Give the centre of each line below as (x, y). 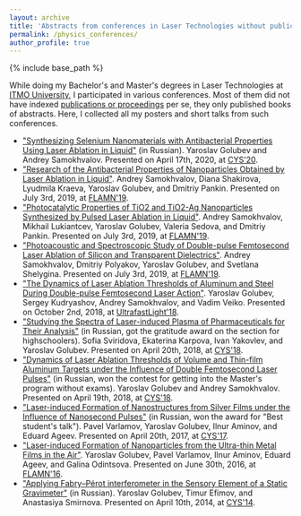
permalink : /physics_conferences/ (74, 34)
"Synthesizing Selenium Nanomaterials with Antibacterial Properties (147, 141)
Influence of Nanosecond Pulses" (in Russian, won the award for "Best (153, 417)
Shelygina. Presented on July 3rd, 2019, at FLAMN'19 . (121, 274)
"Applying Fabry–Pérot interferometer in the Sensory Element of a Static (155, 484)
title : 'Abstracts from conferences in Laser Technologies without (138, 26)
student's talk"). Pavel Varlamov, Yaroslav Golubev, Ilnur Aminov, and (150, 426)
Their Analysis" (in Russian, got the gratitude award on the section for (151, 331)
